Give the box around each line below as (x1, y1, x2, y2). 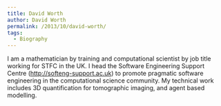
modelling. (7, 91, 37, 100)
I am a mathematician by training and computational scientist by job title (7, 54, 212, 63)
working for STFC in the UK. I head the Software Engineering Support (7, 62, 205, 70)
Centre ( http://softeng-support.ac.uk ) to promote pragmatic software (7, 70, 204, 78)
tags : (7, 29, 23, 36)
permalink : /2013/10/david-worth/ (7, 23, 107, 30)
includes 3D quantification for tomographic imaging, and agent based (7, 84, 205, 92)
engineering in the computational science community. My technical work (7, 76, 214, 85)
